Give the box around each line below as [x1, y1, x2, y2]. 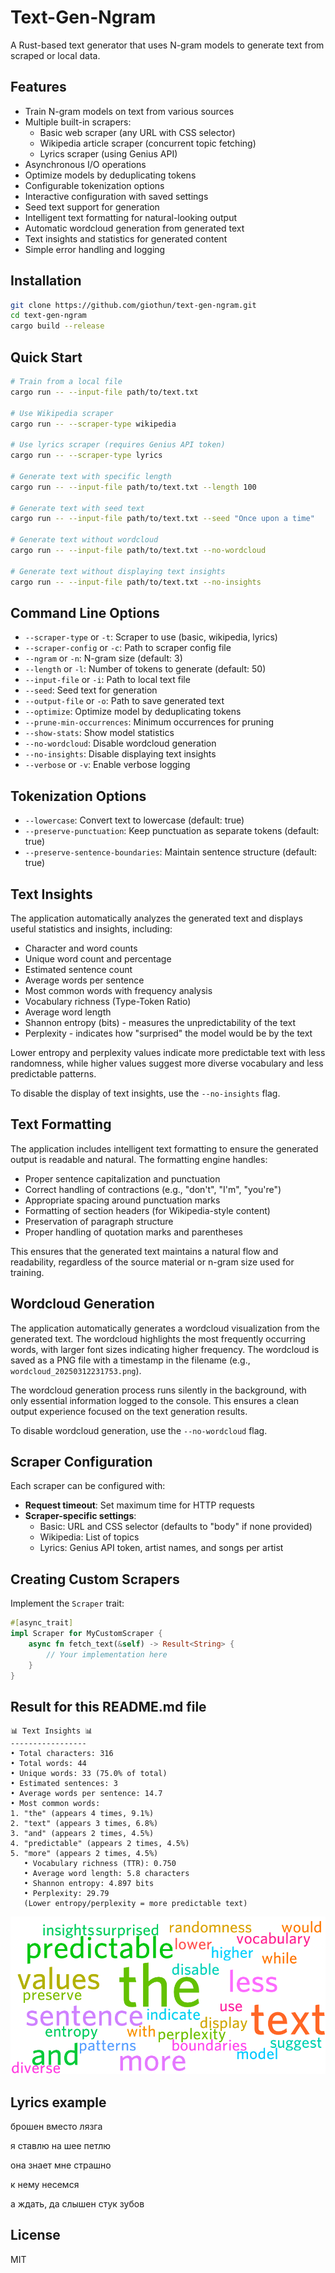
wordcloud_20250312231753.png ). [10, 1364, 142, 1376]
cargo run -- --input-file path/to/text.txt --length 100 [10, 482, 257, 492]
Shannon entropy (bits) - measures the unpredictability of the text [24, 1016, 296, 1028]
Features [10, 79, 67, 96]
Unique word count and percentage [24, 952, 172, 965]
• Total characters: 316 [10, 1749, 114, 1759]
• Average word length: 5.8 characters [23, 1869, 190, 1879]
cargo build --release [10, 321, 105, 331]
